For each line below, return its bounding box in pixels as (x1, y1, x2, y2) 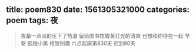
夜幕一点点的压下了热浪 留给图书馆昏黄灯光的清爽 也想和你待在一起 (20, 32, 184, 39)
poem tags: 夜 (6, 15, 58, 25)
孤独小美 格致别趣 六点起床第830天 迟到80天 (27, 40, 136, 47)
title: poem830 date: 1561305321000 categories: (6, 5, 190, 15)
